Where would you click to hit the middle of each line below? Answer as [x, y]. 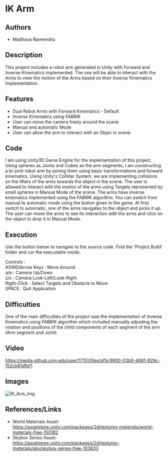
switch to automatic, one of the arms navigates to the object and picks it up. [83, 208]
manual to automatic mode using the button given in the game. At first [77, 203]
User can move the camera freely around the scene [65, 122]
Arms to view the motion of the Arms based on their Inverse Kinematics [79, 78]
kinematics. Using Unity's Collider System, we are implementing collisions [81, 176]
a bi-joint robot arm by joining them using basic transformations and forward [84, 171]
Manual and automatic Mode [42, 127]
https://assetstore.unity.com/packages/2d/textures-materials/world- [83, 427]
